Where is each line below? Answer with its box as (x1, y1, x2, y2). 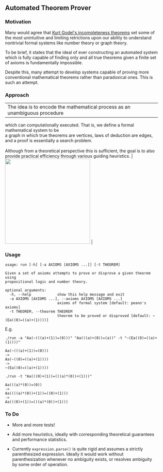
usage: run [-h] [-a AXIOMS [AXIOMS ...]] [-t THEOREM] (5, 262, 120, 267)
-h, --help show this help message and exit (9, 292, 125, 297)
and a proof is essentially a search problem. (5, 137, 93, 143)
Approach (5, 91, 29, 98)
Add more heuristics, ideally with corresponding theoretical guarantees (12, 431, 154, 437)
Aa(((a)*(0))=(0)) (5, 382, 42, 387)
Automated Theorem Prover (5, 4, 91, 12)
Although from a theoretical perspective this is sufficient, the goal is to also (5, 148, 155, 154)
